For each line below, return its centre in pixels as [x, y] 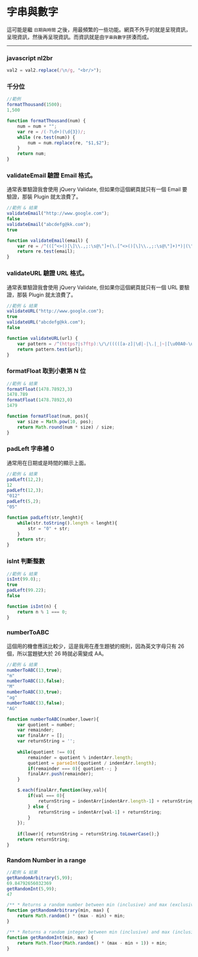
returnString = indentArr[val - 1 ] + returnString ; [100, 812]
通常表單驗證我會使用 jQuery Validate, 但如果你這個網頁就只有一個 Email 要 [97, 189]
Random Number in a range [46, 860]
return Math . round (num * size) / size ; [66, 427]
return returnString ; [43, 840]
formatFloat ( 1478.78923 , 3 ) [40, 389]
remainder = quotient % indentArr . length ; [80, 758]
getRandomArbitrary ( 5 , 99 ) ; [40, 878]
